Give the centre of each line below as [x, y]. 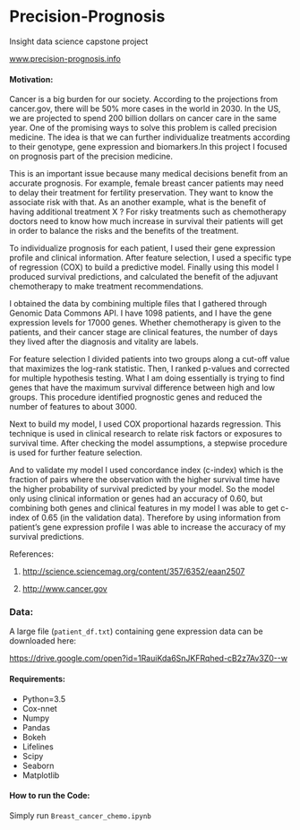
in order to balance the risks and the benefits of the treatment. [124, 231]
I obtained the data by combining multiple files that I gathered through [138, 304]
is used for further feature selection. [76, 453]
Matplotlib [41, 775]
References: [31, 554]
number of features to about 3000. [73, 407]
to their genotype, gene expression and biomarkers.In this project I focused [149, 147]
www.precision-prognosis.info [65, 58]
